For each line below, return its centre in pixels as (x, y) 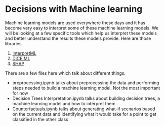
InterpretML (24, 53)
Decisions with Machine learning (74, 9)
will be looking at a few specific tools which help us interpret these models (81, 33)
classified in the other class (40, 119)
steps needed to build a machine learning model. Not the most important (86, 88)
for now (20, 93)
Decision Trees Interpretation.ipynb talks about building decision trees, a (86, 98)
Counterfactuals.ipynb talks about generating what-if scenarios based (84, 109)
